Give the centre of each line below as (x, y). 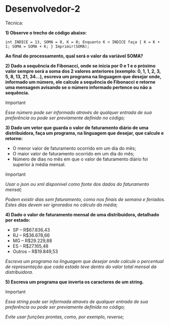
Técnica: (14, 23)
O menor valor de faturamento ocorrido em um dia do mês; (74, 148)
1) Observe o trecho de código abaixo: (46, 32)
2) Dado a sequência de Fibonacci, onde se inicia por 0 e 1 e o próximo (80, 66)
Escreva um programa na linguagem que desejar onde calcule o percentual (84, 261)
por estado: (18, 220)
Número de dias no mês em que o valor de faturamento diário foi (80, 159)
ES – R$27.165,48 (30, 246)
